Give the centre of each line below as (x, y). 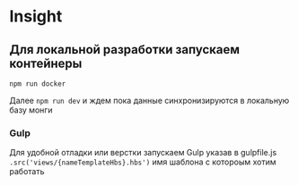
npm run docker (38, 84)
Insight (36, 17)
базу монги (31, 110)
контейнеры (46, 63)
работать (27, 172)
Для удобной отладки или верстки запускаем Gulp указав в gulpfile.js (143, 153)
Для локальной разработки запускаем (125, 50)
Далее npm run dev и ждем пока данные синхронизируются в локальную (149, 101)
